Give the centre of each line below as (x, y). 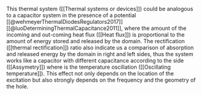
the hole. (17, 86)
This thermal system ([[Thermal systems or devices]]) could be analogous (100, 9)
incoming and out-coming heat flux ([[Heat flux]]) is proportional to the (95, 35)
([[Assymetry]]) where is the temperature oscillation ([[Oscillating (89, 67)
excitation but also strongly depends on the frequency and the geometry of (101, 80)
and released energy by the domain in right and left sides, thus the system (100, 54)
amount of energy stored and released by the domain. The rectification (96, 41)
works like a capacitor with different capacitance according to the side (95, 61)
